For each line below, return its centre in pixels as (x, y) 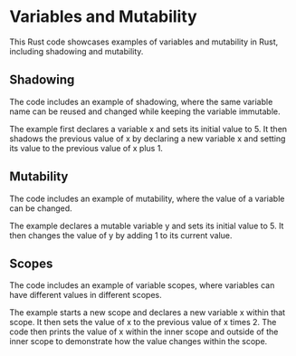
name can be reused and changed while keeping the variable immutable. (145, 111)
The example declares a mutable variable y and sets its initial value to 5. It (147, 226)
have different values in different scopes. (86, 295)
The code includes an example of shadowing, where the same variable (141, 101)
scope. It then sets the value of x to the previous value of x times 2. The (143, 322)
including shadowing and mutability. (76, 51)
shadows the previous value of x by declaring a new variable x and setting (148, 139)
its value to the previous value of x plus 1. (86, 148)
